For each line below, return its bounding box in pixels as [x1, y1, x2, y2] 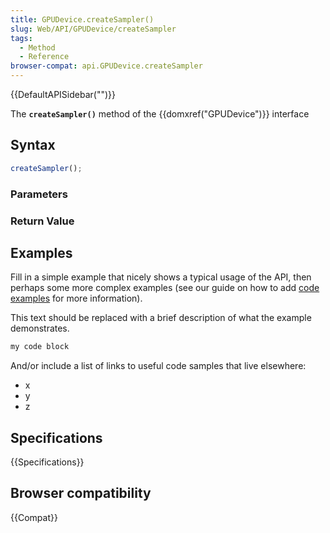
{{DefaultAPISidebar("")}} [10, 89, 116, 100]
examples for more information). [10, 292, 143, 305]
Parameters [10, 187, 68, 201]
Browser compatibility [10, 485, 152, 502]
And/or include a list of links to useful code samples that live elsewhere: [10, 360, 307, 372]
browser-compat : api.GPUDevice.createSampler [10, 61, 203, 71]
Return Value [10, 214, 75, 228]
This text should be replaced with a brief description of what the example [10, 312, 312, 324]
